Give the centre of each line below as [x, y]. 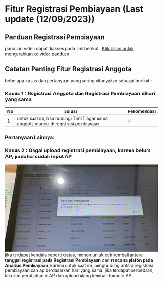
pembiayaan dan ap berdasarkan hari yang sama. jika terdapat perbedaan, [79, 270]
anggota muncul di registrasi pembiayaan [58, 123]
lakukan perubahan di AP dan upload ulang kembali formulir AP [68, 275]
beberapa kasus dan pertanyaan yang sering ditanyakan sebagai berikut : [79, 80]
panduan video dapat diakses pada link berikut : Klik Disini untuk [70, 49]
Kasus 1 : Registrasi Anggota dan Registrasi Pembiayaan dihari [80, 93]
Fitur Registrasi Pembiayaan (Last [74, 9]
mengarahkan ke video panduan [37, 54]
